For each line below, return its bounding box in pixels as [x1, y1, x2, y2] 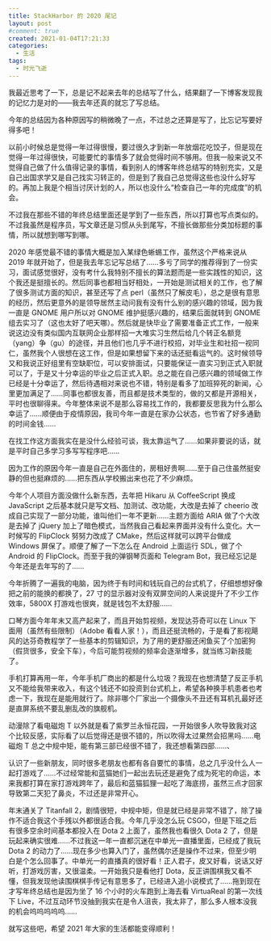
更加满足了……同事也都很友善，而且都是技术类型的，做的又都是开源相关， [15, 389, 261, 398]
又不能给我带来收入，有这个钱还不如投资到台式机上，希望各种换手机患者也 [8, 683, 256, 693]
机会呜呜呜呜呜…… [15, 906, 78, 916]
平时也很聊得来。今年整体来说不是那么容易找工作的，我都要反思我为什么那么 [8, 398, 263, 408]
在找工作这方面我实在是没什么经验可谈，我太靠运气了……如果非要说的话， [8, 435, 254, 445]
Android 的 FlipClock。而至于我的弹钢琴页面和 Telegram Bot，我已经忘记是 [8, 551, 257, 561]
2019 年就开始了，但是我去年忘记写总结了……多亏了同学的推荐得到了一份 [8, 257, 251, 267]
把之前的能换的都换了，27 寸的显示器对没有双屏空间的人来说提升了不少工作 [8, 588, 260, 598]
